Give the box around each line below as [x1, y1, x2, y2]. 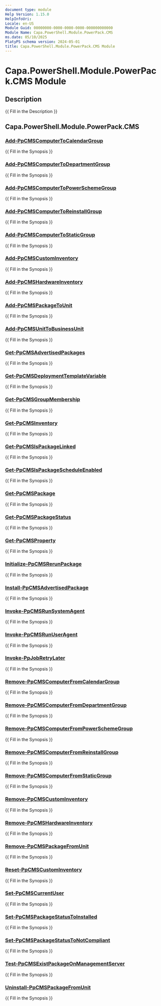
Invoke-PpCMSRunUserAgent [5, 631, 78, 638]
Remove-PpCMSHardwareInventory [5, 819, 93, 826]
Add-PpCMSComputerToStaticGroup [5, 231, 96, 238]
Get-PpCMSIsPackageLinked [5, 443, 76, 450]
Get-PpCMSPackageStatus [5, 513, 71, 520]
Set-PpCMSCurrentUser [5, 890, 64, 897]
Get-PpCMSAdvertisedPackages [5, 349, 85, 356]
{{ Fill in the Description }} [5, 108, 58, 114]
